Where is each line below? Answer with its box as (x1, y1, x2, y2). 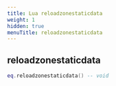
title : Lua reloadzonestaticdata (7, 10, 103, 17)
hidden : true (7, 23, 45, 29)
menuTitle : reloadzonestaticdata (7, 29, 103, 36)
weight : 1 (7, 16, 36, 23)
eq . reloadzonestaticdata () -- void (7, 72, 109, 79)
